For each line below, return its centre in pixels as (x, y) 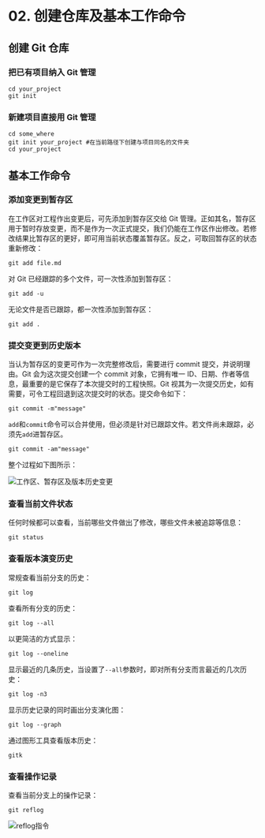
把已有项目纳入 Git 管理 (52, 72)
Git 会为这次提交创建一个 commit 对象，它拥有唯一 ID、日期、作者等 (132, 374)
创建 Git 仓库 (39, 48)
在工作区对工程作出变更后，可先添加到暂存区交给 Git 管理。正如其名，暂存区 (132, 219)
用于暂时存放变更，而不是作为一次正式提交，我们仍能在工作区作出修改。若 (129, 228)
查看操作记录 (33, 776)
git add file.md (35, 263)
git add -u (26, 294)
